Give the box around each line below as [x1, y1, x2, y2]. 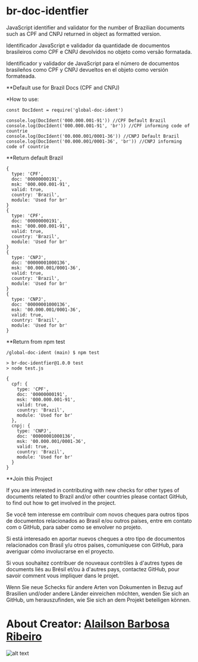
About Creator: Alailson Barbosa [6, 617, 170, 631]
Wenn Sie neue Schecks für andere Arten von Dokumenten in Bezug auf [6, 583, 183, 590]
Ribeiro [6, 630, 42, 643]
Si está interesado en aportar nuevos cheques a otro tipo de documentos [6, 535, 186, 542]
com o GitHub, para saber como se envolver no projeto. [6, 524, 143, 531]
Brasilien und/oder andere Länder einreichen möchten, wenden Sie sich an [6, 590, 189, 597]
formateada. [6, 72, 36, 79]
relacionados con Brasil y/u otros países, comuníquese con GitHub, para [6, 541, 183, 549]
